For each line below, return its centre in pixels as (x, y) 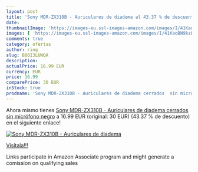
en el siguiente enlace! (33, 122)
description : (22, 60)
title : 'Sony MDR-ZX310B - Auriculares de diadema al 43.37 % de (88, 17)
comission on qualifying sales (42, 163)
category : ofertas (29, 45)
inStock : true (24, 88)
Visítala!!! (17, 145)
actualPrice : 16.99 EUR (35, 66)
